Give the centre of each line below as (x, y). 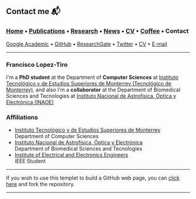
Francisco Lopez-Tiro (37, 64)
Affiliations (22, 117)
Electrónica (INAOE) (30, 102)
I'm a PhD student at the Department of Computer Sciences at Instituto (92, 77)
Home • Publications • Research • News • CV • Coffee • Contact (97, 31)
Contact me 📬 (33, 11)
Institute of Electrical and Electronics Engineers (71, 155)
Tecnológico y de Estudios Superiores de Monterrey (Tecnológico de (89, 83)
